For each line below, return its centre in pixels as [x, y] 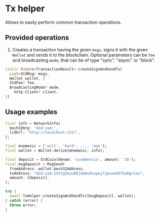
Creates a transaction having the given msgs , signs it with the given [80, 49]
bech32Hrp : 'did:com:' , [34, 128]
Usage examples [31, 112]
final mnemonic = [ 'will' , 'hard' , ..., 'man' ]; [56, 146]
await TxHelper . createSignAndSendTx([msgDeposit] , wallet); [73, 196]
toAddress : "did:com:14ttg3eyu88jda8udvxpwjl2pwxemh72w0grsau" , [77, 173]
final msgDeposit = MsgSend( [35, 164]
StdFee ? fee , [23, 83]
